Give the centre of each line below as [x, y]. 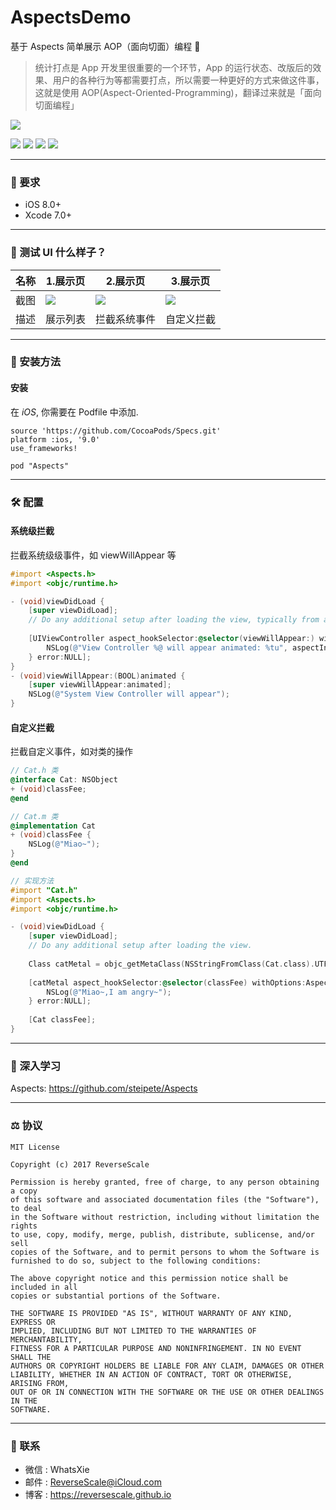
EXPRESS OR [33, 1322]
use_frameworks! [44, 448]
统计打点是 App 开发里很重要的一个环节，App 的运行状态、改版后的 [173, 67]
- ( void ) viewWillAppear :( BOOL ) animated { [98, 676]
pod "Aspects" [40, 466]
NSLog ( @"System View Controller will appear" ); [129, 694]
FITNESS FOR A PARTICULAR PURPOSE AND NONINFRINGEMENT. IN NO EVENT [156, 1348]
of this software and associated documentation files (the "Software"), [165, 1199]
